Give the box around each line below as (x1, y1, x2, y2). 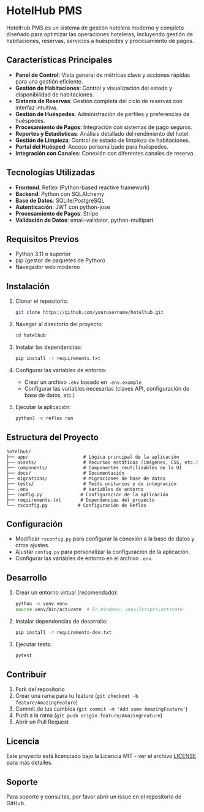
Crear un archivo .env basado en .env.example (24, 378, 142, 386)
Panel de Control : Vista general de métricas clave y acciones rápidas (15, 71, 191, 79)
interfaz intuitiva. (15, 104, 58, 111)
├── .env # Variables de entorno (6, 486, 144, 492)
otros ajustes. (15, 542, 50, 549)
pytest (15, 652, 32, 658)
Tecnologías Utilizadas (6, 167, 96, 178)
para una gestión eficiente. (15, 77, 83, 85)
